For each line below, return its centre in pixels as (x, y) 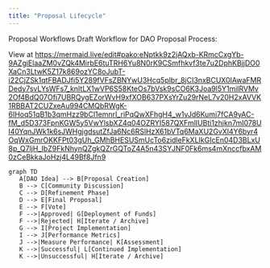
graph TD (23, 171)
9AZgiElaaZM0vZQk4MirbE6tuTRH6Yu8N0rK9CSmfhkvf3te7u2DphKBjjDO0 (134, 63)
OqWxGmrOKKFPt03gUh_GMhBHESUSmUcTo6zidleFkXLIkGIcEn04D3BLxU (134, 140)
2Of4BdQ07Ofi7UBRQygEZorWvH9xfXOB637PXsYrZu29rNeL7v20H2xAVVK (135, 97)
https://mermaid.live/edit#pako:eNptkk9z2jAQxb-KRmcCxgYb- (139, 54)
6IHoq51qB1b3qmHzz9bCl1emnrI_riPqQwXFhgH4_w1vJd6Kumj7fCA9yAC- (131, 114)
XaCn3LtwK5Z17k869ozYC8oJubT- (67, 71)
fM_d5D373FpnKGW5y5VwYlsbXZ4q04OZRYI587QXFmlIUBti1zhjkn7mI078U (135, 122)
